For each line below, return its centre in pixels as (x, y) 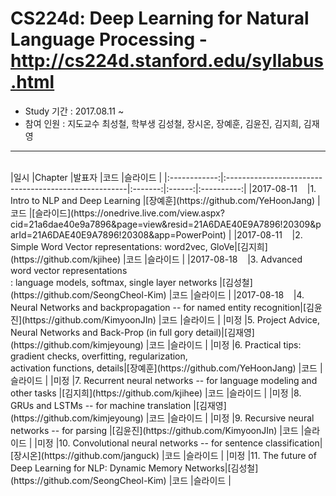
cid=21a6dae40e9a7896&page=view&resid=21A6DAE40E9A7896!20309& (163, 224)
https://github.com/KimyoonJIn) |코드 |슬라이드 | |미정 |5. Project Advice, (172, 319)
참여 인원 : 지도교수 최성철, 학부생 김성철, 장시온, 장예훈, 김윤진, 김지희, (163, 123)
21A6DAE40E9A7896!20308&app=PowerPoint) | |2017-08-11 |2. (167, 234)
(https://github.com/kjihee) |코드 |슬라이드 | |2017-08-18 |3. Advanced (156, 259)
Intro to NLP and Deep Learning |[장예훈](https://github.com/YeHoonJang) (163, 200)
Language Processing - (109, 39)
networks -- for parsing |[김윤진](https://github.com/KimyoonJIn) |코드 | (157, 430)
